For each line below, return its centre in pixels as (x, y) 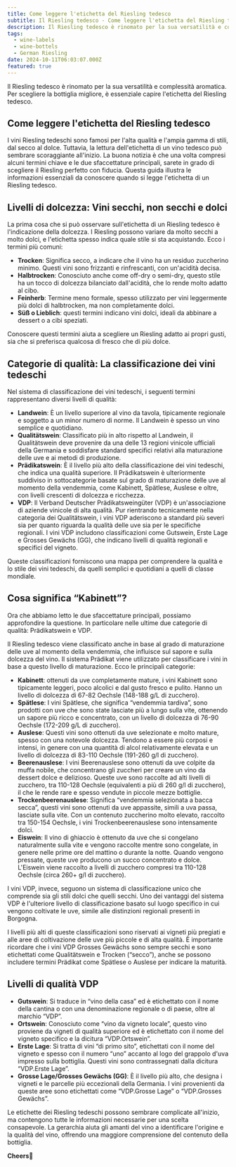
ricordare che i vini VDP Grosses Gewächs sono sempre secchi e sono (110, 947)
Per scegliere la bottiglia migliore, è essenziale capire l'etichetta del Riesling (117, 94)
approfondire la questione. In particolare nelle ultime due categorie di (107, 623)
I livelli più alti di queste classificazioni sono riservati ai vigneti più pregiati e (117, 932)
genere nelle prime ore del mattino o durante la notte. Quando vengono (120, 852)
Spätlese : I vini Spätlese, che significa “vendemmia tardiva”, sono (112, 703)
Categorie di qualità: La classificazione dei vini (111, 364)
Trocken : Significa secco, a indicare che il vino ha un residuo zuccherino (123, 261)
